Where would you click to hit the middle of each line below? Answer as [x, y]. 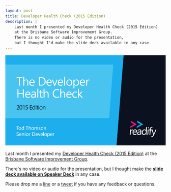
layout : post [19, 11]
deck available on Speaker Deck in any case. [53, 174]
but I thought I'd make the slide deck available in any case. [83, 43]
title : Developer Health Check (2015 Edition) [55, 16]
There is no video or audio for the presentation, [69, 38]
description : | [21, 21]
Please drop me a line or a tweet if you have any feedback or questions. [81, 184]
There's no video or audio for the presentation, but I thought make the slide [84, 169]
